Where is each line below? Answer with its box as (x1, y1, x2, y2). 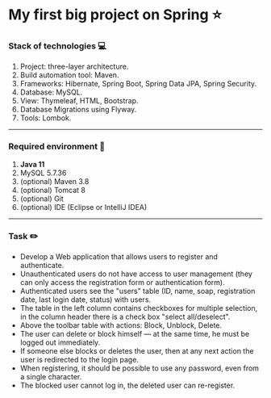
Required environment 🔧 (8, 141, 106, 153)
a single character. (19, 372, 82, 382)
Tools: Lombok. (19, 113, 72, 123)
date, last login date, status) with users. (19, 295, 152, 304)
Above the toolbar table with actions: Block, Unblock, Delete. (19, 320, 223, 330)
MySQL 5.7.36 (19, 168, 67, 178)
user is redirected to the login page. (19, 355, 140, 365)
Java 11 (19, 159, 45, 169)
